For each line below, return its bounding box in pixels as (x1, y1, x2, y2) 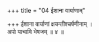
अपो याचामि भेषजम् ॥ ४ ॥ (7, 28, 64, 35)
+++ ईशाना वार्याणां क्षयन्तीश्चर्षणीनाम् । (7, 20, 93, 28)
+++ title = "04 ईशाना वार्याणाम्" (7, 7, 86, 14)
